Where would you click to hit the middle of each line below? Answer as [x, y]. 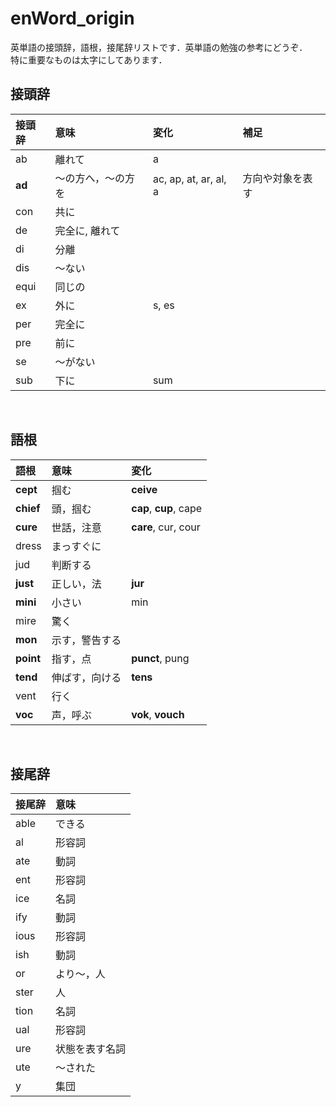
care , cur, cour [166, 527]
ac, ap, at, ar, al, [189, 179]
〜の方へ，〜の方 [95, 178]
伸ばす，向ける [86, 677]
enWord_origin [72, 18]
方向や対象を [272, 178]
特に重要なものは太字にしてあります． [89, 59]
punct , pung [160, 658]
